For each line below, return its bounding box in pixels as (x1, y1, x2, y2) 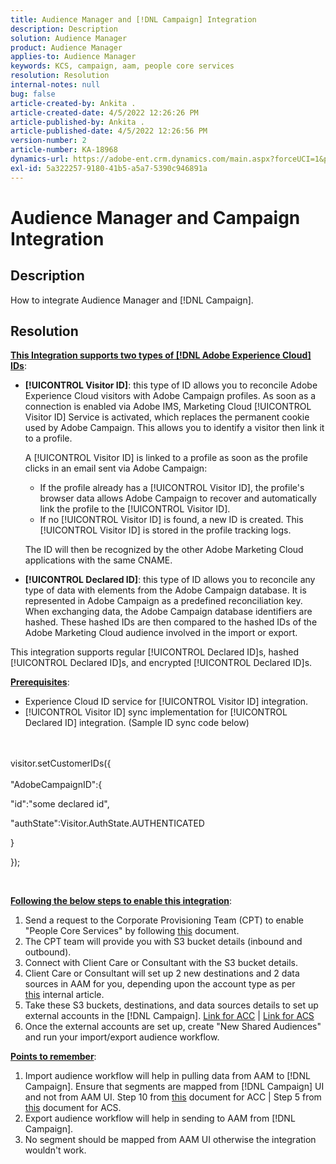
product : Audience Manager (10, 42, 123, 53)
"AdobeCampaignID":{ (10, 779, 103, 791)
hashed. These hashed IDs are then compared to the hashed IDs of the (24, 616, 318, 628)
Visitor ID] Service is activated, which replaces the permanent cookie (24, 411, 310, 423)
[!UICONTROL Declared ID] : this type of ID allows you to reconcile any (24, 574, 316, 586)
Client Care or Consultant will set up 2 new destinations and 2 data (24, 967, 300, 980)
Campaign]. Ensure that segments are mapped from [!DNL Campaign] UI (24, 1081, 325, 1093)
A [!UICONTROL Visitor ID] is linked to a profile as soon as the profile (24, 452, 308, 464)
